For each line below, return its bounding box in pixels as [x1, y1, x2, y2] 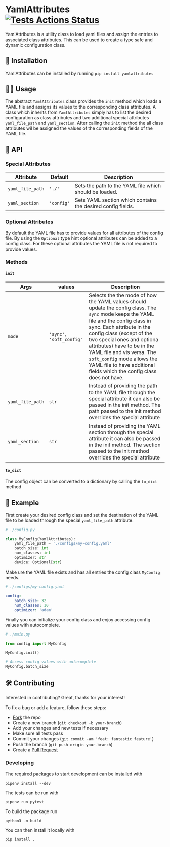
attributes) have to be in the [88, 342, 154, 349]
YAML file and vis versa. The [88, 348, 157, 356]
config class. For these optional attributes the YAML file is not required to [5, 240, 158, 246]
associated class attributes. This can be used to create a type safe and [5, 37, 153, 43]
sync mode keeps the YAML [88, 310, 154, 317]
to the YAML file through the [88, 389, 156, 396]
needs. [5, 574, 20, 580]
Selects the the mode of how [88, 292, 157, 299]
